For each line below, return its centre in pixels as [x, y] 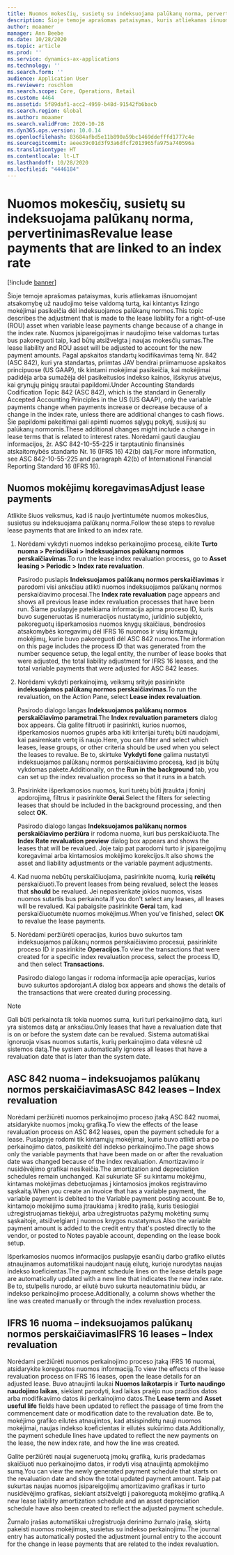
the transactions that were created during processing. [94, 993]
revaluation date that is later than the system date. [79, 1057]
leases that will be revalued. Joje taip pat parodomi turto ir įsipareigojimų [122, 848]
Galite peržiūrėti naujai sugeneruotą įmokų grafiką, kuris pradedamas [106, 1456]
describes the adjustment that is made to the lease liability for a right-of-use [116, 318]
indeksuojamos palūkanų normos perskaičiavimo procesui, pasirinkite [117, 942]
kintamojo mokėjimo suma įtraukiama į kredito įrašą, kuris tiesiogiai [103, 1206]
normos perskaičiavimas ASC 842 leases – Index [114, 1089]
